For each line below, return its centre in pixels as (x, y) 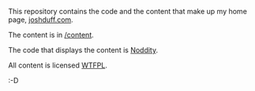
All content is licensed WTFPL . (58, 65)
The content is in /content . (51, 35)
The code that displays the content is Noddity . (83, 50)
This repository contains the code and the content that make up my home (127, 11)
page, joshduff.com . (41, 20)
